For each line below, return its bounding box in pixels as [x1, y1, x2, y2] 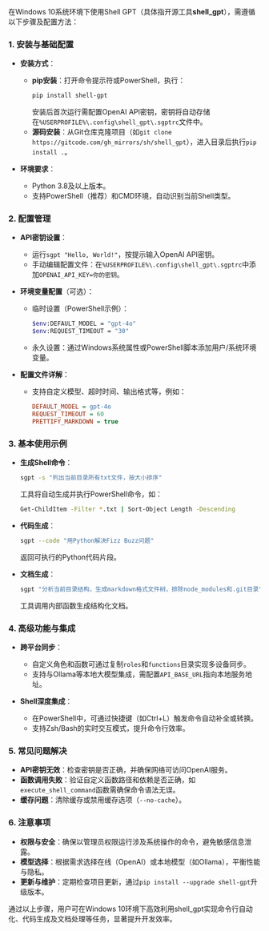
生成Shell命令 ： [19, 458, 73, 468]
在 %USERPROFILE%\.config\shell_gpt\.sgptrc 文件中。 [31, 117, 207, 126]
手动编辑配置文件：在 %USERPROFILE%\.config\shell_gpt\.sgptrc [31, 259, 243, 270]
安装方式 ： [19, 58, 56, 68]
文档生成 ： [19, 569, 56, 579]
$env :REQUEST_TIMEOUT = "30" [31, 327, 130, 335]
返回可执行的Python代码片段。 [19, 552, 122, 562]
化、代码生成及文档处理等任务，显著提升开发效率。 [8, 913, 177, 923]
